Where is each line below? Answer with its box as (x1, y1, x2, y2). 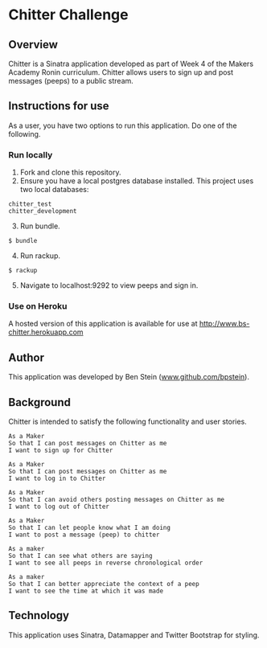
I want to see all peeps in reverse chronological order (8, 559, 203, 568)
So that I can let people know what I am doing (8, 524, 171, 532)
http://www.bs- (199, 319, 250, 329)
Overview (8, 38, 59, 51)
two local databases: (19, 185, 89, 195)
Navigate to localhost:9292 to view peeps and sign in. (19, 281, 199, 290)
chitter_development (8, 207, 78, 215)
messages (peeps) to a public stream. (8, 76, 134, 85)
